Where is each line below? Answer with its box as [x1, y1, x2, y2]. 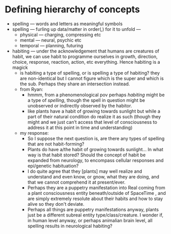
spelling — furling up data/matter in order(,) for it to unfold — [12, 26, 141, 32]
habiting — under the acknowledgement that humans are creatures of [12, 48, 160, 54]
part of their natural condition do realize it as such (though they [27, 113, 161, 119]
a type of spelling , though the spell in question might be [27, 97, 145, 103]
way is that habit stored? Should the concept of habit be [27, 152, 146, 158]
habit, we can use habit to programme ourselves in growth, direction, [12, 53, 158, 60]
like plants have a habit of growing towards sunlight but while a [27, 108, 161, 114]
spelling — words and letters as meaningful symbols [12, 21, 123, 27]
